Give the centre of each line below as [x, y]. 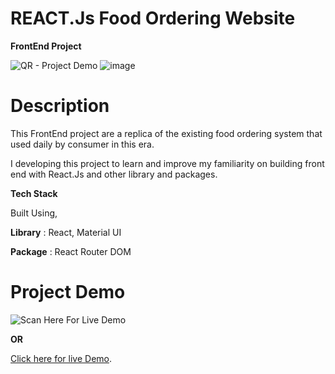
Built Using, [34, 213]
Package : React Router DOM [71, 251]
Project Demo [68, 292]
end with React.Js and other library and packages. [114, 174]
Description [60, 106]
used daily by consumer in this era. [82, 144]
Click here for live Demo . [61, 358]
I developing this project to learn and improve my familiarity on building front [167, 163]
